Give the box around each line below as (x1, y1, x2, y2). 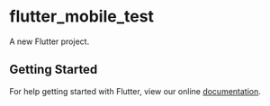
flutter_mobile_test (9, 6, 155, 27)
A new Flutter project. (9, 36, 90, 47)
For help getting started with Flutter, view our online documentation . (9, 85, 261, 96)
